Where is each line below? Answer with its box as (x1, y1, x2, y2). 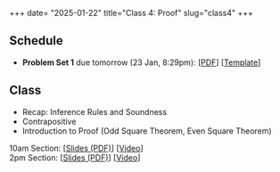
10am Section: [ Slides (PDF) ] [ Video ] (9, 143, 144, 153)
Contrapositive (21, 116, 77, 127)
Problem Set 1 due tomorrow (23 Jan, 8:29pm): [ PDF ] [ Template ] (21, 57, 261, 68)
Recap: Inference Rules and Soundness (21, 106, 168, 117)
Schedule (9, 33, 64, 48)
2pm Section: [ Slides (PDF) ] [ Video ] (9, 152, 141, 163)
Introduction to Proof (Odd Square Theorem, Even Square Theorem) (21, 125, 272, 136)
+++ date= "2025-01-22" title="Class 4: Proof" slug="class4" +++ (9, 8, 254, 18)
